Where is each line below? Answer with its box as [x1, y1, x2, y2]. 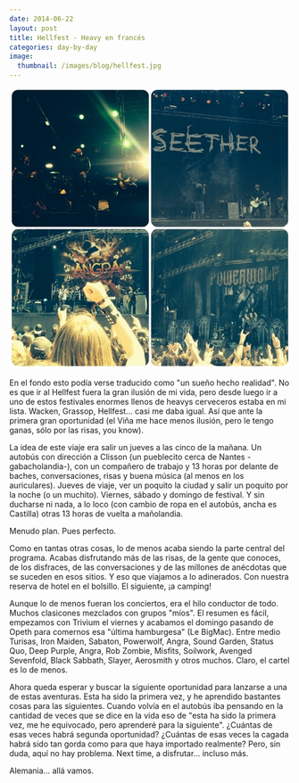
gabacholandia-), [9, 461, 73, 472]
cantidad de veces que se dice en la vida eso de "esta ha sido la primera [9, 710, 277, 721]
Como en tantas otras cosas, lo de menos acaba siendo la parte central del [9, 543, 286, 553]
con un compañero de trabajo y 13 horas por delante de [74, 461, 279, 472]
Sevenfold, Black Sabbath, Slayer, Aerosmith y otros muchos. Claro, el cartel [9, 655, 290, 665]
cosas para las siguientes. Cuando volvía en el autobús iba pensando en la [9, 701, 284, 711]
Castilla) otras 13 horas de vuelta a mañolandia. [9, 508, 183, 519]
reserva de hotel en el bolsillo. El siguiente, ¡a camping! [9, 581, 212, 591]
